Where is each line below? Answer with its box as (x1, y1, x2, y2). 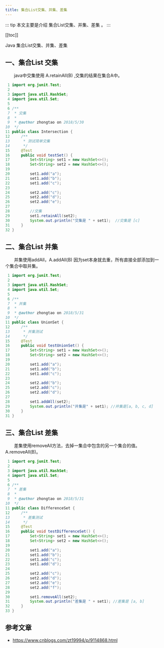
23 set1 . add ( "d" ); (5, 562, 62, 567)
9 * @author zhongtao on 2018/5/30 (7, 120, 84, 125)
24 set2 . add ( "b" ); (5, 380, 62, 386)
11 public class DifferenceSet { (5, 505, 75, 510)
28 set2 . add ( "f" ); (5, 585, 62, 590)
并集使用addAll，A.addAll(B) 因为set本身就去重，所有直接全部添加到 (14, 257, 155, 263)
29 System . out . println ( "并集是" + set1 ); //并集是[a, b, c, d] (5, 404, 154, 409)
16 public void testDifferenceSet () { (5, 529, 95, 534)
